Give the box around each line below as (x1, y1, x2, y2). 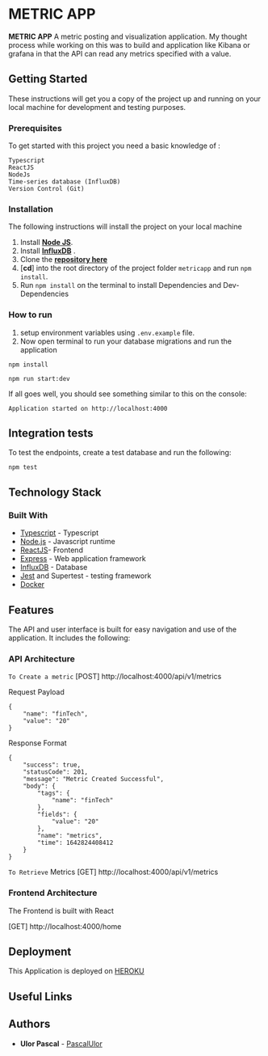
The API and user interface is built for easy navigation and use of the (8, 624, 237, 634)
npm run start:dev (8, 374, 70, 382)
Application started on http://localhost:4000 (8, 404, 168, 412)
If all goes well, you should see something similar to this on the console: (8, 389, 248, 399)
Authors (8, 1017, 51, 1031)
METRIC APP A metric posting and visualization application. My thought (8, 32, 248, 41)
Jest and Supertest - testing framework (19, 571, 152, 581)
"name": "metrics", (37, 832, 103, 840)
